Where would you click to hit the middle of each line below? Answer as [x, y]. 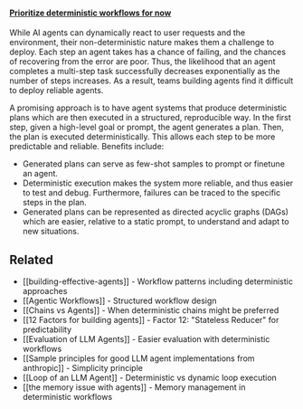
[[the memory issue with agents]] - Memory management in [134, 387]
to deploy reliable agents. [57, 90]
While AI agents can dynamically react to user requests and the [128, 33]
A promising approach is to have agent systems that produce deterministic [148, 108]
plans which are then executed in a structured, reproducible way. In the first [150, 118]
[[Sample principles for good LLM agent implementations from [138, 358]
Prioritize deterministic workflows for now [90, 13]
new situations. [51, 232]
